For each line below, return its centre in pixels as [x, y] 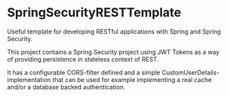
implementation [29, 79]
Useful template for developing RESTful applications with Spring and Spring [114, 31]
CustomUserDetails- [191, 72]
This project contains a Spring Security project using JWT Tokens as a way [113, 52]
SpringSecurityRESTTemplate [94, 13]
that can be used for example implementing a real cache [132, 79]
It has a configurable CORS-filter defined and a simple [84, 72]
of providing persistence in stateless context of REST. [83, 59]
